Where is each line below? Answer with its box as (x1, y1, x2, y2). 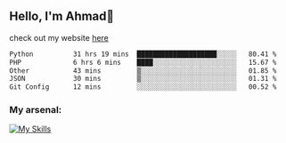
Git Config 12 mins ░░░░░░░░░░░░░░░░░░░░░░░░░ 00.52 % (9, 83, 277, 91)
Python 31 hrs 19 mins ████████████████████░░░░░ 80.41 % (9, 50, 277, 59)
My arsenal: (9, 104, 62, 116)
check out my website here (9, 32, 110, 43)
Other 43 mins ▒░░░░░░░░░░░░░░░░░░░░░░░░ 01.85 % (9, 66, 277, 75)
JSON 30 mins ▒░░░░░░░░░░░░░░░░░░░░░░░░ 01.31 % (9, 75, 277, 83)
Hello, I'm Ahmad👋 (9, 9, 115, 24)
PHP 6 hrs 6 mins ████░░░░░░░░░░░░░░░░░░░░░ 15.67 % (9, 58, 277, 67)
